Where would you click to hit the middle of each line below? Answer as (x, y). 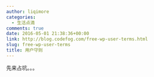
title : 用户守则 (24, 50)
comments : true (25, 28)
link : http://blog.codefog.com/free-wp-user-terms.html (77, 39)
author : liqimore (28, 12)
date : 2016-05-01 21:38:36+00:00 (48, 34)
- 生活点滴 (23, 23)
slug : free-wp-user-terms (38, 45)
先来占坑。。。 (22, 68)
